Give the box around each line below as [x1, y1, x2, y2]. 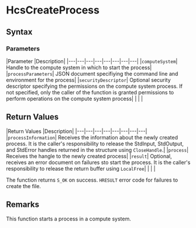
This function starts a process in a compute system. [6, 215, 132, 222]
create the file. [6, 182, 41, 189]
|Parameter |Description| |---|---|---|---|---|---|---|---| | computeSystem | [6, 57, 178, 64]
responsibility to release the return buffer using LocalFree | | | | [6, 165, 156, 172]
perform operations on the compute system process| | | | [6, 95, 143, 102]
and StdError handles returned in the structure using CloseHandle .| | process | [6, 146, 189, 153]
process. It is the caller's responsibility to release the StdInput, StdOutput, [6, 140, 184, 147]
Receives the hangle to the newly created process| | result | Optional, [6, 152, 172, 159]
